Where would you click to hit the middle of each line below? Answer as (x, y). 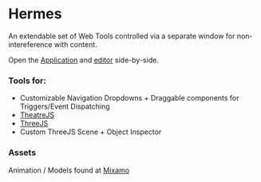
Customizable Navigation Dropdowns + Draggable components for (129, 98)
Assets (22, 152)
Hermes (35, 14)
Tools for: (27, 81)
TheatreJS (37, 115)
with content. (75, 44)
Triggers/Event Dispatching (65, 107)
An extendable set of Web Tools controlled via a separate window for (122, 36)
